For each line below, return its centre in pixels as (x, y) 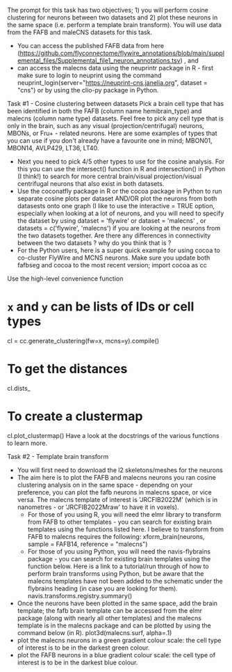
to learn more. (27, 443)
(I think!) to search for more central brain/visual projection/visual (109, 176)
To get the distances (67, 369)
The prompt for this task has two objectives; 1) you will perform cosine (108, 10)
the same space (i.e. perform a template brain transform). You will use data (115, 25)
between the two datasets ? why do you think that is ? (94, 243)
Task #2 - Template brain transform (58, 456)
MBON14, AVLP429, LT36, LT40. (53, 148)
